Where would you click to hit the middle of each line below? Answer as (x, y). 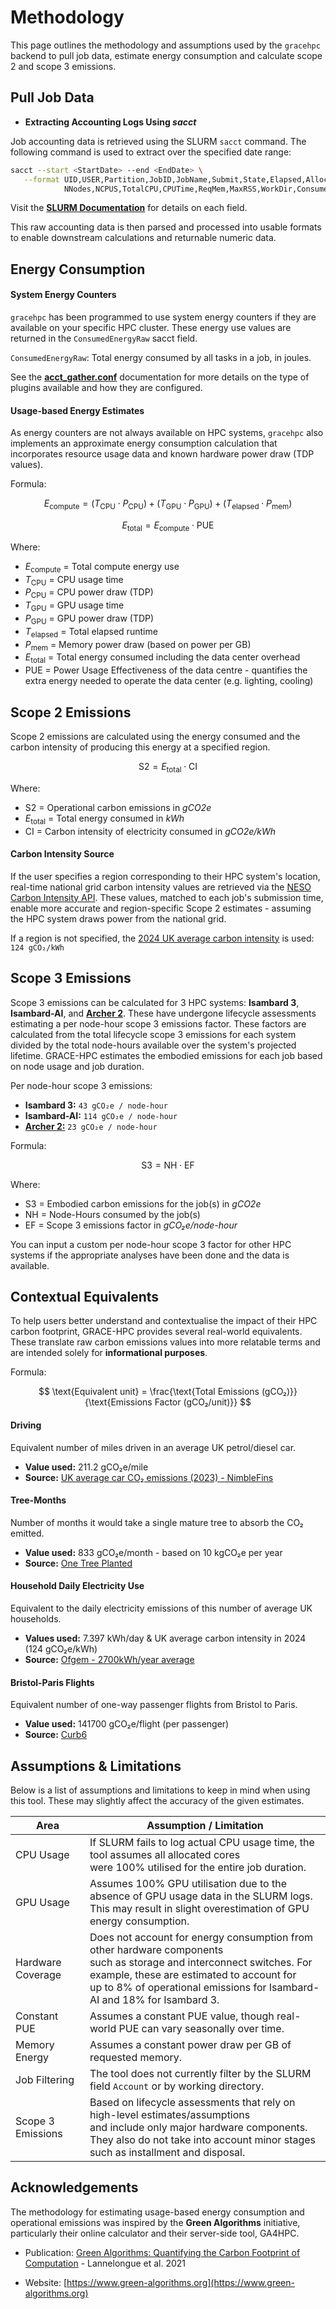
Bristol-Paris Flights (52, 1682)
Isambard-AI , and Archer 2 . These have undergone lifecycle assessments (163, 1013)
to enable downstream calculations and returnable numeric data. (143, 238)
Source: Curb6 (56, 1735)
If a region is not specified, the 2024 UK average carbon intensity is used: (162, 938)
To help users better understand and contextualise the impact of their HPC (164, 1321)
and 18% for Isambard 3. (160, 1999)
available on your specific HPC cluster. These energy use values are (151, 327)
